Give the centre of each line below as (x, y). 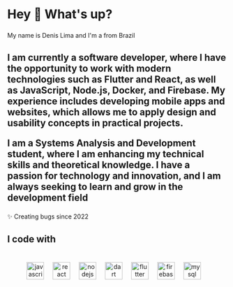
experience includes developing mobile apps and (116, 101)
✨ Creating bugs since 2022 (48, 216)
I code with (32, 239)
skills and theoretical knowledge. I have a (99, 164)
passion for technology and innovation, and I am (114, 176)
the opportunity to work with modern (89, 68)
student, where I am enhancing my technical (106, 154)
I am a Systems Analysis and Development (102, 143)
